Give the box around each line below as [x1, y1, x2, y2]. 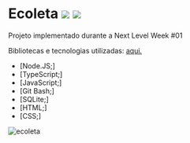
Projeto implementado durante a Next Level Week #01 [8, 31, 183, 40]
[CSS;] [19, 111, 42, 120]
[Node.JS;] [19, 60, 55, 71]
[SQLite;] [19, 94, 49, 104]
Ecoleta [8, 5, 59, 23]
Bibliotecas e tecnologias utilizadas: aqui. [8, 46, 143, 55]
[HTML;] [19, 103, 47, 112]
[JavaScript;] [19, 78, 62, 87]
